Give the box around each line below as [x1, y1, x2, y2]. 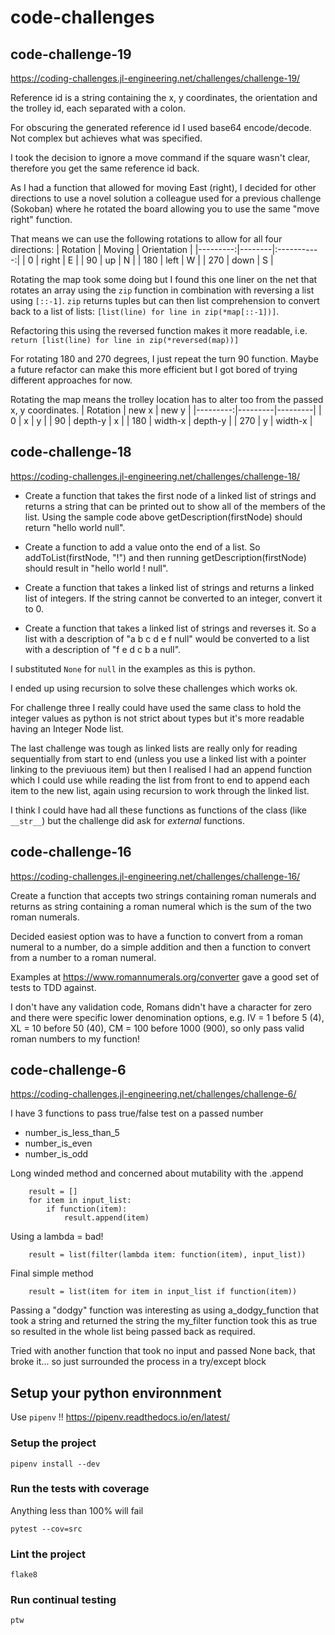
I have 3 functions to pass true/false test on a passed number [10, 1107, 264, 1120]
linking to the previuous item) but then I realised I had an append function [10, 763, 313, 775]
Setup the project [10, 1436, 97, 1450]
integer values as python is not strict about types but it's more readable [10, 712, 305, 724]
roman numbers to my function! [10, 1032, 140, 1045]
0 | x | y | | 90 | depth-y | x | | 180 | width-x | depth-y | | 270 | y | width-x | [10, 415, 313, 426]
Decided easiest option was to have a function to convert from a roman [10, 930, 304, 942]
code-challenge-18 [10, 444, 132, 461]
